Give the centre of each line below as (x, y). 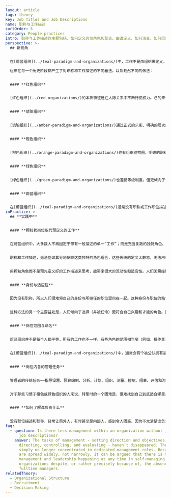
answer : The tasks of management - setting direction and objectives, (91, 440)
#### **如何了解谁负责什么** (37, 408)
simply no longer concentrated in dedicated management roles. (87, 450)
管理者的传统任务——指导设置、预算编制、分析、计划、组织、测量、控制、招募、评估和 (86, 380)
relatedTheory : (21, 473)
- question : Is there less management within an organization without (86, 431)
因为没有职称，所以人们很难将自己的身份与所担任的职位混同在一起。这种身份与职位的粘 (88, 298)
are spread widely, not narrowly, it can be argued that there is (91, 454)
